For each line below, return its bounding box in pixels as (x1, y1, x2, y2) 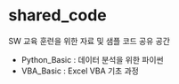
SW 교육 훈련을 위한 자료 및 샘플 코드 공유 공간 (8, 35, 171, 46)
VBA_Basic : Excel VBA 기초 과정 (20, 65, 139, 76)
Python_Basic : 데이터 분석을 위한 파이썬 (20, 54, 164, 65)
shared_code (8, 5, 108, 26)
